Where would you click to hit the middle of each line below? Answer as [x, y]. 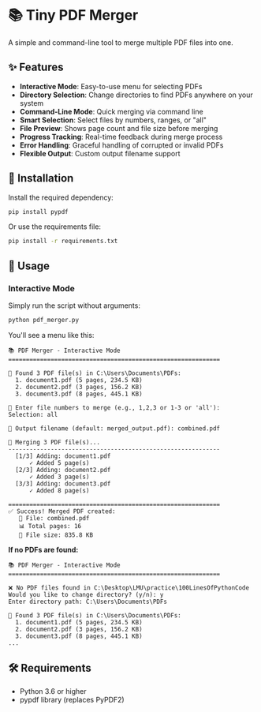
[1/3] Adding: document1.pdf [63, 456]
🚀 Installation [41, 178]
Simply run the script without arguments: [74, 305]
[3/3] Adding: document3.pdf [63, 483]
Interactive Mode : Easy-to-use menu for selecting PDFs [111, 86]
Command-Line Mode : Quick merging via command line [111, 111]
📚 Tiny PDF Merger [73, 15]
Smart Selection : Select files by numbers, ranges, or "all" [113, 120]
